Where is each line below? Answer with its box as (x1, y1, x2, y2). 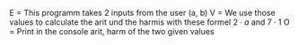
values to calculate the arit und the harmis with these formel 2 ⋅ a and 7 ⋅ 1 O (9, 17, 290, 27)
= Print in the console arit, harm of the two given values (9, 26, 215, 36)
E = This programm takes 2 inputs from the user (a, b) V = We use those (9, 8, 276, 18)
